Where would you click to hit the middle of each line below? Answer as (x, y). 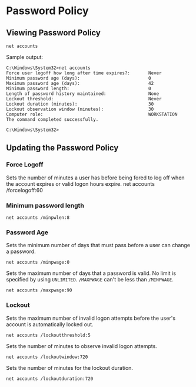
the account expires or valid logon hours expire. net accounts (80, 183)
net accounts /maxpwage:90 (39, 290)
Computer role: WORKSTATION (92, 114)
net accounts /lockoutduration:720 (50, 379)
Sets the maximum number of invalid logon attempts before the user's (91, 318)
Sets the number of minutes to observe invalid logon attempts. (82, 346)
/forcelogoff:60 (24, 190)
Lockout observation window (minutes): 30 (80, 109)
